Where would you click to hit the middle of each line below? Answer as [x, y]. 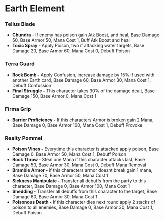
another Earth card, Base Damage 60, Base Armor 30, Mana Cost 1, [82, 80]
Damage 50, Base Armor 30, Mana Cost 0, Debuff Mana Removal [79, 165]
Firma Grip [18, 109]
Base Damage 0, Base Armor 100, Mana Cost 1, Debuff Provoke [77, 125]
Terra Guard [20, 64]
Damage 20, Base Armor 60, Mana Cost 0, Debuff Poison [71, 51]
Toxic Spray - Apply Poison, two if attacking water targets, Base [78, 46]
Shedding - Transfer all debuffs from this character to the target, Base [84, 192]
